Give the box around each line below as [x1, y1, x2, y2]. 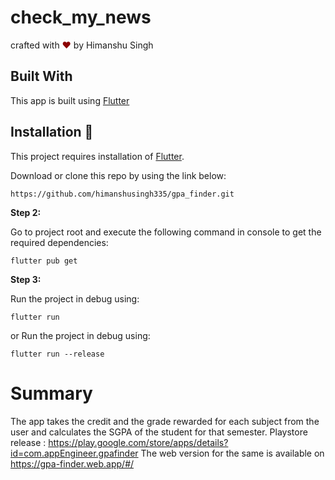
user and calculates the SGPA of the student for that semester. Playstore [10, 426, 308, 438]
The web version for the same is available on [140, 447, 325, 459]
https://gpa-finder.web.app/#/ [10, 457, 135, 470]
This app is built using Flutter [10, 94, 130, 106]
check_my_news [10, 6, 152, 29]
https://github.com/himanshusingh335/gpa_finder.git [10, 189, 235, 199]
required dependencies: [10, 236, 109, 248]
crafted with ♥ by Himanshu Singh [10, 39, 154, 51]
